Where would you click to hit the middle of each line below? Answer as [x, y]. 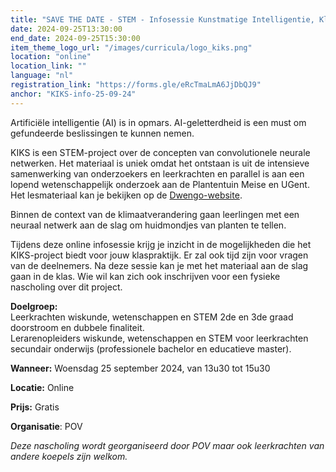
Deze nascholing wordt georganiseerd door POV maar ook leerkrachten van [167, 445]
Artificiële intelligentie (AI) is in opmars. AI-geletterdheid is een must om [158, 122]
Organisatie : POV [46, 426]
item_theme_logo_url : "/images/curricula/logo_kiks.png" [131, 47]
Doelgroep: [34, 306]
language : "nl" [42, 76]
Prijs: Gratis [35, 407]
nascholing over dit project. [66, 287]
